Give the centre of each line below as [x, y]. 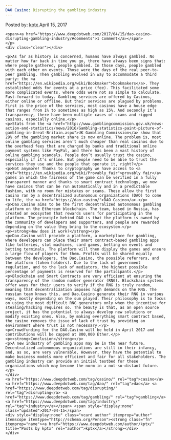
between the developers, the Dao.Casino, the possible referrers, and [82, 258]
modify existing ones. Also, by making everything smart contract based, [86, 316]
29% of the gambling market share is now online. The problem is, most [83, 137]
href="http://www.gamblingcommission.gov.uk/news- [109, 123]
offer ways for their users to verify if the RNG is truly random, [79, 285]
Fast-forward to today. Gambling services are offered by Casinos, [79, 97]
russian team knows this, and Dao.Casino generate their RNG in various [84, 294]
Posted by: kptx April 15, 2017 [36, 25]
